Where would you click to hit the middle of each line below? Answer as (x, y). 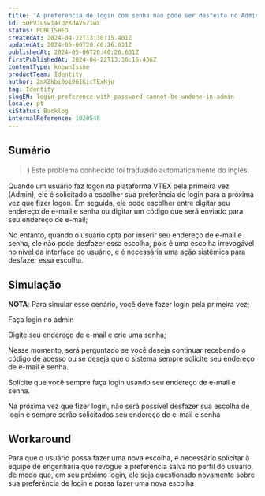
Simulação (35, 285)
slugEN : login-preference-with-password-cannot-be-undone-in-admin (121, 97)
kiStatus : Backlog (38, 112)
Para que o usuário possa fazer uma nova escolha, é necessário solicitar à (129, 458)
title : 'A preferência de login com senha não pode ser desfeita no (123, 15)
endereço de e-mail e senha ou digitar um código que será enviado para (126, 211)
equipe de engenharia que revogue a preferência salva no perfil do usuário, (131, 467)
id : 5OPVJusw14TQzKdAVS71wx (54, 23)
